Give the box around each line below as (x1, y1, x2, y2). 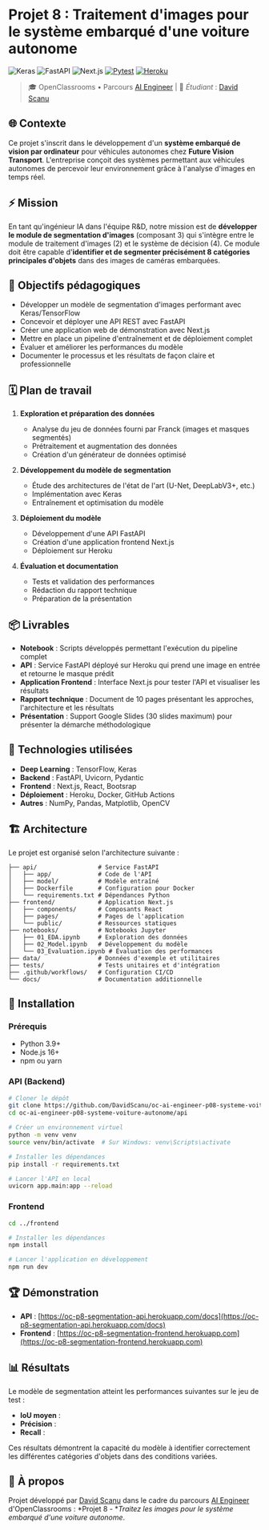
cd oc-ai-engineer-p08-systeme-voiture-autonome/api (8, 1109, 188, 1117)
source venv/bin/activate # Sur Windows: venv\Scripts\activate (8, 1138, 231, 1146)
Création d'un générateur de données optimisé (31, 450, 187, 459)
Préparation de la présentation (31, 594, 132, 603)
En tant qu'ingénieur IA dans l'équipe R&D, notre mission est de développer (8, 222, 258, 231)
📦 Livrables (8, 618, 70, 631)
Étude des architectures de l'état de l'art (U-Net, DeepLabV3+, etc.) (31, 481, 255, 491)
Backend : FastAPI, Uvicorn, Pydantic (19, 772, 144, 782)
